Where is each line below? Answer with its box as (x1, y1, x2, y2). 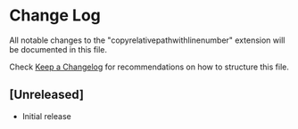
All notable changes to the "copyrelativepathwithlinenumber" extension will (9, 35, 286, 45)
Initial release (21, 110, 71, 121)
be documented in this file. (9, 44, 108, 54)
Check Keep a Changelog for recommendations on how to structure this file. (9, 61, 290, 72)
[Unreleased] (9, 87, 85, 102)
